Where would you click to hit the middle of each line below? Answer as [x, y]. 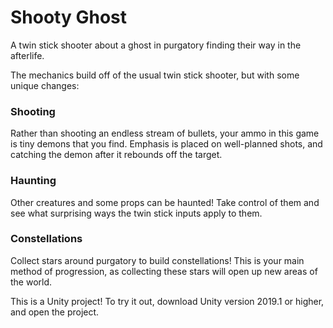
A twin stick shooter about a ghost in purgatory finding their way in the [156, 45]
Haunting [33, 181]
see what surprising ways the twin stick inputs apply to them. [136, 213]
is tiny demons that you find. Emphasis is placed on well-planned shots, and [166, 144]
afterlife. [27, 55]
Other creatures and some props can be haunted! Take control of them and [165, 202]
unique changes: [45, 85]
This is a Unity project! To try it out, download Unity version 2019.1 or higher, [167, 301]
